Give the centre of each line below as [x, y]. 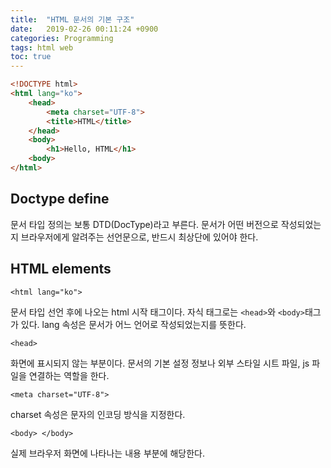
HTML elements [61, 269]
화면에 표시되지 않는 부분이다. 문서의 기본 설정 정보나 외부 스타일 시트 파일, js [160, 363]
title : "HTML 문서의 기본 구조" [72, 19]
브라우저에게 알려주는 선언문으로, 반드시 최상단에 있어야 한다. [139, 237]
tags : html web [42, 47]
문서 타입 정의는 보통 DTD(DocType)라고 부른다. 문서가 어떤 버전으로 [144, 224]
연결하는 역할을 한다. [69, 375]
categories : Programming [62, 38]
